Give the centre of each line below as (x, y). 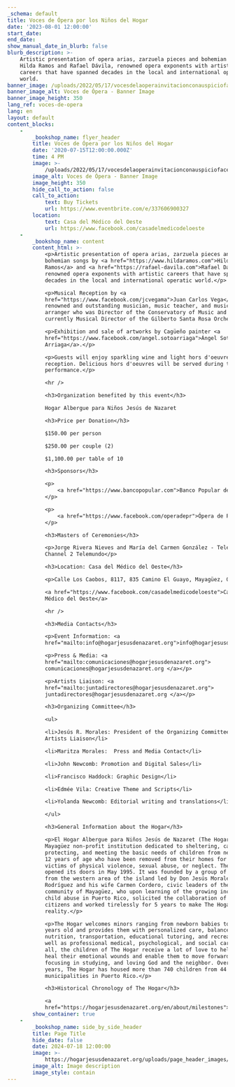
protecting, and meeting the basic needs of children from (132, 853)
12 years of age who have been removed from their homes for (136, 859)
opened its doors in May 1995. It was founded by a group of (136, 872)
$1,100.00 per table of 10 (84, 459)
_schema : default (33, 14)
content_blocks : (31, 124)
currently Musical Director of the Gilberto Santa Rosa (128, 319)
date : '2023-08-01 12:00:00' (50, 27)
